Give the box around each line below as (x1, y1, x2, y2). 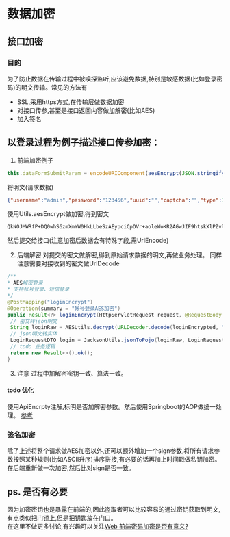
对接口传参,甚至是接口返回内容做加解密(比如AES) (16, 106, 155, 114)
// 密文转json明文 (10, 317, 57, 325)
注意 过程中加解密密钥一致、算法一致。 (16, 369, 127, 377)
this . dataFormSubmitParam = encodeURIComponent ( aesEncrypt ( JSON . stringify (7, 170, 225, 176)
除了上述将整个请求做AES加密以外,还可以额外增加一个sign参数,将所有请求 (7, 447, 214, 455)
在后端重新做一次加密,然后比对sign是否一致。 (7, 464, 135, 472)
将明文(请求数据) (7, 183, 54, 192)
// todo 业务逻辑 (10, 343, 56, 350)
